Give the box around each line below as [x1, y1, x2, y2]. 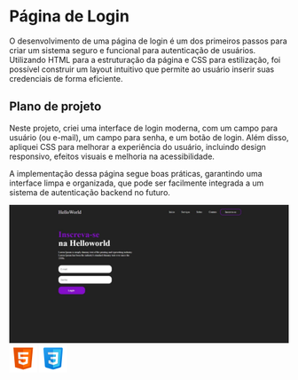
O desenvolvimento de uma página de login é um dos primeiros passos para [9, 36, 288, 46]
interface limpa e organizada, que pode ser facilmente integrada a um [9, 178, 264, 188]
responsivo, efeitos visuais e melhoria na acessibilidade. [9, 151, 216, 162]
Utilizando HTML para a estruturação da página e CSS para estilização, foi [9, 54, 281, 65]
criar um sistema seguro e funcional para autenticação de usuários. [9, 44, 256, 55]
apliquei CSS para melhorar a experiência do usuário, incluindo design [9, 141, 266, 152]
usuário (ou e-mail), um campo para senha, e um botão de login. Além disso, [9, 131, 289, 143]
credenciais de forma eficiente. [9, 73, 123, 83]
